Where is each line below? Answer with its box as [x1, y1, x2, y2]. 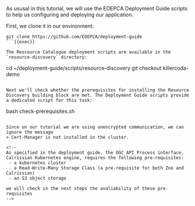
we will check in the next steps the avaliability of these [6, 186, 156, 191]
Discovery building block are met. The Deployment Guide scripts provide [6, 92, 190, 98]
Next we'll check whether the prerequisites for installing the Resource [6, 87, 190, 93]
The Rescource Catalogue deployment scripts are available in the [6, 49, 171, 55]
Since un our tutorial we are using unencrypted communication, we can [6, 124, 184, 130]
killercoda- [162, 64, 189, 71]
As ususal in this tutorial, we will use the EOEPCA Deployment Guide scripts [6, 5, 188, 12]
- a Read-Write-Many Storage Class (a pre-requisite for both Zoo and [8, 165, 184, 171]
